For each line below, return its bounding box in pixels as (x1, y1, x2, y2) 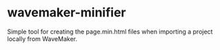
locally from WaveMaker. (7, 34, 78, 42)
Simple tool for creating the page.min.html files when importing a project (7, 27, 213, 36)
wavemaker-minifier (7, 5, 126, 21)
